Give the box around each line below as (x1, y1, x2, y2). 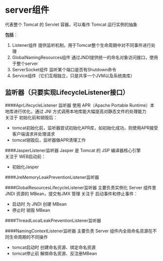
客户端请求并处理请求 (12, 131, 55, 137)
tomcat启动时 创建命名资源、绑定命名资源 (12, 244, 96, 250)
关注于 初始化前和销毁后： (5, 114, 57, 120)
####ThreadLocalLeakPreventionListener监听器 (5, 218, 101, 223)
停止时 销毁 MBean (12, 207, 50, 213)
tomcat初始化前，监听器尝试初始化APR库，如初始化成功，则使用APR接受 (12, 125, 158, 131)
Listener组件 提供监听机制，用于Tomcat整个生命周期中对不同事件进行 (12, 42, 151, 48)
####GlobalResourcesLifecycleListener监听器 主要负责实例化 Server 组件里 (5, 184, 157, 190)
